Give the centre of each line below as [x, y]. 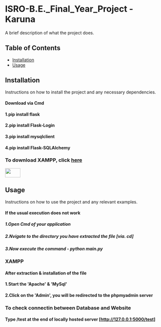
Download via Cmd [25, 103]
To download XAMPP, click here [44, 160]
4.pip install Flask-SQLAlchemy [38, 147]
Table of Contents [33, 48]
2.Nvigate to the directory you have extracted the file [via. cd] [69, 236]
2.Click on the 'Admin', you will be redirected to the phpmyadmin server [79, 295]
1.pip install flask [22, 114]
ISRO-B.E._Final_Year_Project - [69, 9]
